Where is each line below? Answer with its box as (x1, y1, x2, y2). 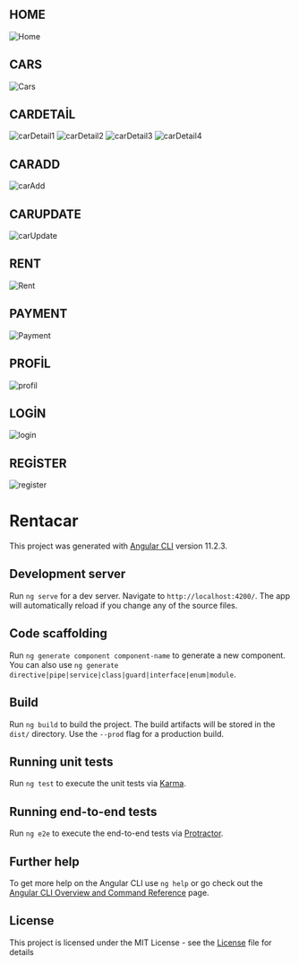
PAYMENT (9, 306, 68, 321)
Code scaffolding (9, 626, 107, 641)
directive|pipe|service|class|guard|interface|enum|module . (9, 669, 236, 680)
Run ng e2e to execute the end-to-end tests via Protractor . (9, 828, 224, 838)
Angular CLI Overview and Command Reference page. (9, 887, 209, 898)
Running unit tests (9, 754, 114, 769)
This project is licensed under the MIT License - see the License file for (9, 937, 272, 948)
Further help (9, 854, 81, 869)
